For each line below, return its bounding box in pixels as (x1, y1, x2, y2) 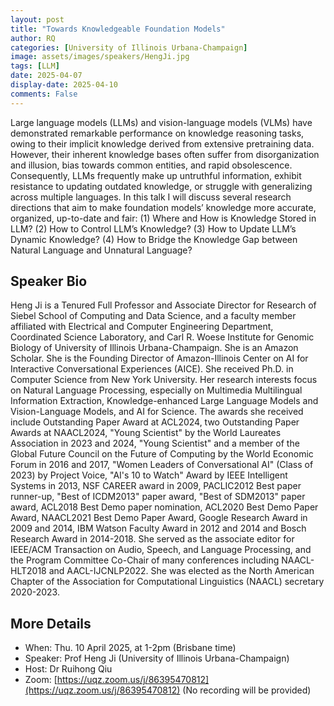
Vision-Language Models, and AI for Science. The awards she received (10, 406, 304, 418)
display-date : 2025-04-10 (10, 80, 118, 90)
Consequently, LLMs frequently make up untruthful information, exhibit (10, 169, 302, 181)
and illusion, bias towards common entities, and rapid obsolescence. (10, 159, 293, 171)
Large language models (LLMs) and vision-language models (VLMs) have (10, 116, 313, 128)
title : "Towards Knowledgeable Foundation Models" (10, 24, 226, 34)
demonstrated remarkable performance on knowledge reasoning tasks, (10, 127, 305, 139)
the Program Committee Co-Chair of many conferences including (10, 554, 280, 566)
